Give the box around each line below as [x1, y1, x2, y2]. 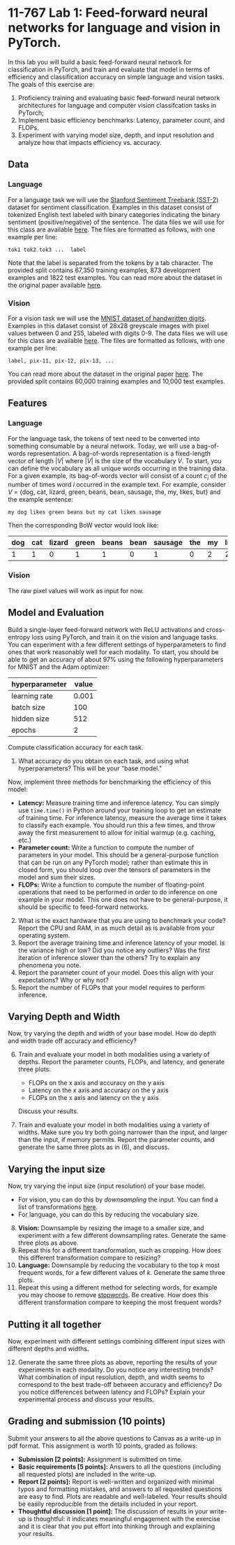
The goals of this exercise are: [8, 80, 95, 88]
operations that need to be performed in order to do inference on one [17, 887, 218, 896]
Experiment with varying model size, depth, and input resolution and [17, 131, 215, 139]
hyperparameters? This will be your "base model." [17, 764, 162, 772]
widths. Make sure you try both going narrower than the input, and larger [17, 1128, 227, 1136]
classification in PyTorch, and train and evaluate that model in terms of [8, 65, 211, 73]
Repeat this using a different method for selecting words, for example [17, 1283, 218, 1292]
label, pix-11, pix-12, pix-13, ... [8, 357, 114, 365]
